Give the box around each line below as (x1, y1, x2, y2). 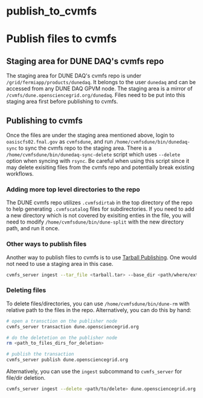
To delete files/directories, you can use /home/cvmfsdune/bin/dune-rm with (6, 300, 190, 307)
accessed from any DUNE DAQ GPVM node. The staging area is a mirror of (6, 85, 193, 92)
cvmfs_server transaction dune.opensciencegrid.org (6, 323, 139, 330)
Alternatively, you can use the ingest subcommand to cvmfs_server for (6, 368, 182, 375)
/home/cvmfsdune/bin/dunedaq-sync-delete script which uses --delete (6, 151, 181, 158)
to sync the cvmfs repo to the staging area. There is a (18, 144, 152, 151)
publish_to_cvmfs (6, 4, 97, 18)
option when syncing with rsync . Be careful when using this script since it (6, 158, 189, 164)
